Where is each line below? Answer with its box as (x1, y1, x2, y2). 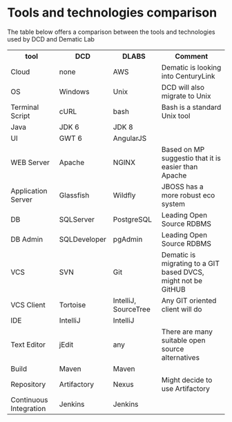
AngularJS (113, 133, 147, 143)
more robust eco (161, 190, 215, 200)
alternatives (161, 352, 200, 362)
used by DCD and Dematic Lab (7, 35, 95, 43)
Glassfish (59, 190, 90, 200)
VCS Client (10, 300, 46, 309)
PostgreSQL (113, 214, 153, 224)
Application (10, 186, 48, 195)
